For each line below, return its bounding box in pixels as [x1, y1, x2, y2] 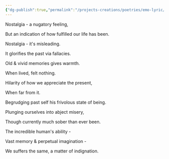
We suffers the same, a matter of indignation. [5, 148, 99, 154]
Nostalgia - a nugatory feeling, [5, 21, 69, 27]
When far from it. [5, 89, 41, 96]
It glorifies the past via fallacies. [5, 50, 71, 56]
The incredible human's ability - [5, 128, 71, 134]
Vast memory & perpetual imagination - [5, 138, 87, 144]
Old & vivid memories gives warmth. [5, 60, 80, 66]
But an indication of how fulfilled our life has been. [5, 31, 110, 37]
